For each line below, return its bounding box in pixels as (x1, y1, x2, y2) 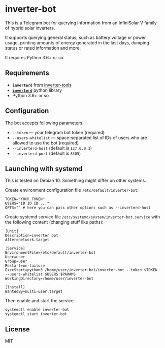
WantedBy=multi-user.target (5, 289, 63, 294)
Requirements (5, 69, 49, 77)
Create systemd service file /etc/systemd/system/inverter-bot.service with (5, 214, 160, 220)
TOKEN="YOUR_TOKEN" (5, 197, 45, 202)
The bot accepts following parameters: (5, 120, 84, 126)
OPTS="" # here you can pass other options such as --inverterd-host (5, 206, 151, 210)
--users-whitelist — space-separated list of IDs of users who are (12, 135, 147, 140)
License (5, 325, 30, 333)
